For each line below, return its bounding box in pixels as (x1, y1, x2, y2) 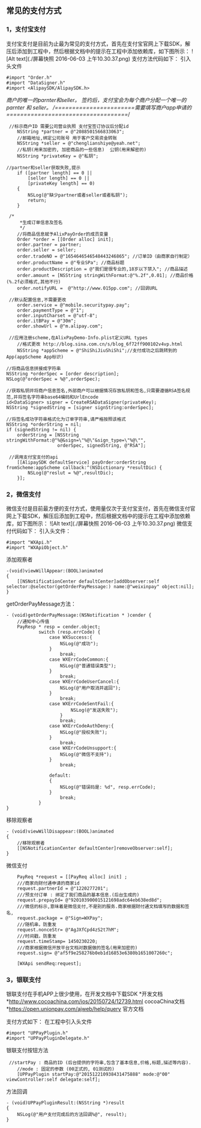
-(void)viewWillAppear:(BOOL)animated (6, 568, 103, 574)
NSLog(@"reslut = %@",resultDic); (28, 470, 114, 476)
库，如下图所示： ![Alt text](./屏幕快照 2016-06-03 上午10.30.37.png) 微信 (6, 520, 188, 527)
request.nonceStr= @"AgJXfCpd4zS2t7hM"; (17, 927, 119, 933)
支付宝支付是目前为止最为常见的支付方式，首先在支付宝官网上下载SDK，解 (6, 40, 191, 47)
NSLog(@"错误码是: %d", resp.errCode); (59, 784, 156, 790)
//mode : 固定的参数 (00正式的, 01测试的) (17, 1066, 115, 1072)
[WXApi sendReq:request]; (17, 960, 82, 966)
